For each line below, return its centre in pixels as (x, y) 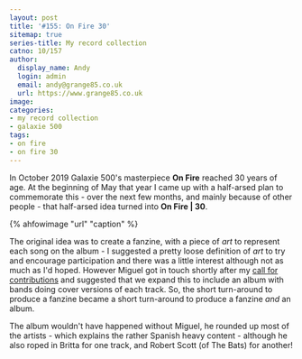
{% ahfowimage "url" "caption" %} (74, 224)
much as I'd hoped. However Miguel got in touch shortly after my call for (144, 270)
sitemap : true (36, 34)
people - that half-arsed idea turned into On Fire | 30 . (109, 206)
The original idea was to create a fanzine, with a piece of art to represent (145, 241)
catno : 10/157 (36, 51)
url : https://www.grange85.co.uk (80, 93)
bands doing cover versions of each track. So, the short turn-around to (141, 289)
